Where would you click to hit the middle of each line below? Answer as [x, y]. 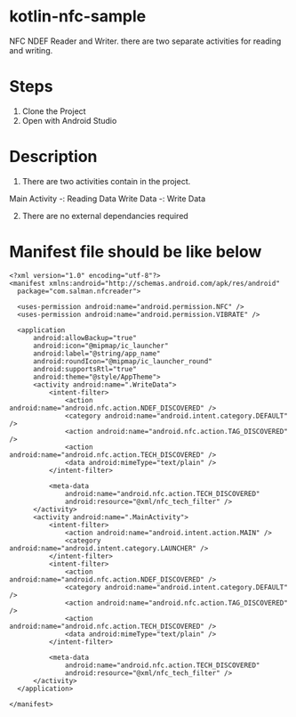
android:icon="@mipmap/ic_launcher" [100, 346]
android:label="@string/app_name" [97, 354]
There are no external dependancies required [105, 216]
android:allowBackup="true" [85, 338]
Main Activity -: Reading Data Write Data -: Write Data [108, 199]
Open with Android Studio [69, 120]
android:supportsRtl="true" [85, 369]
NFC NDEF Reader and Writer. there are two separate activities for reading [145, 41]
